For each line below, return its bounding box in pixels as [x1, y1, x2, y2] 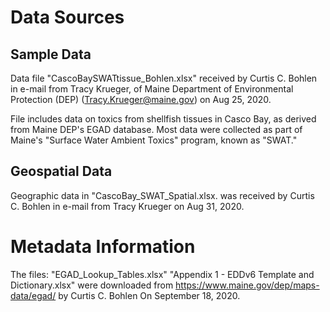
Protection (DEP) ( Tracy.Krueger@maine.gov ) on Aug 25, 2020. [10, 94, 272, 105]
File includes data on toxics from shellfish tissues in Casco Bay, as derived [10, 113, 317, 125]
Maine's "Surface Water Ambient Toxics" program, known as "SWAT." [10, 134, 298, 146]
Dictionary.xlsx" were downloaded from [10, 279, 174, 291]
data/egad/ [10, 289, 57, 301]
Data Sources [10, 6, 125, 29]
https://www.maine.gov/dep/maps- [175, 279, 320, 291]
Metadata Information [10, 236, 196, 258]
